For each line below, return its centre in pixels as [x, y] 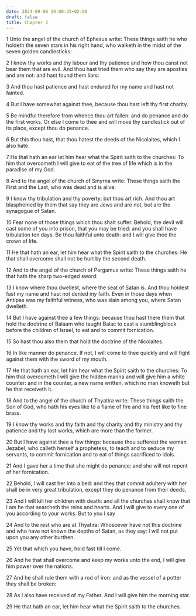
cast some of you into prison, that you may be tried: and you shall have [92, 229]
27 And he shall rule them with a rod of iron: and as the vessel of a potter [94, 578]
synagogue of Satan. [31, 211]
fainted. [15, 93]
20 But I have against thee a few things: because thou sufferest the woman [97, 442]
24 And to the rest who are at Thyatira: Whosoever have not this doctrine [94, 525]
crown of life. [22, 241]
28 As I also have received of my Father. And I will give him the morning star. [98, 595]
